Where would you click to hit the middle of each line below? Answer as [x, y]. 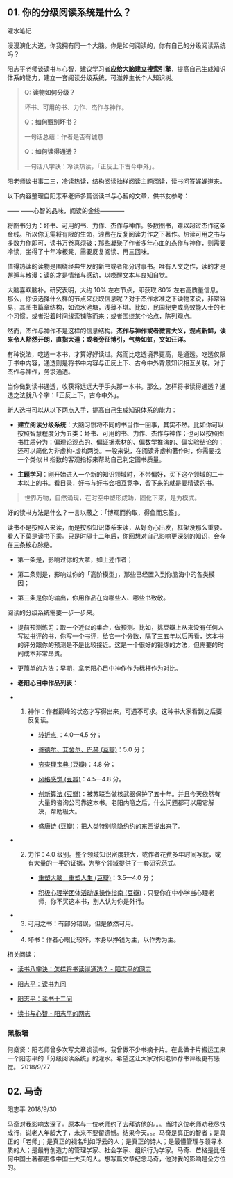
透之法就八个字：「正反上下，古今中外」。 [65, 395]
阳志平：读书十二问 [45, 998]
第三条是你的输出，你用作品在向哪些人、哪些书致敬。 [93, 598]
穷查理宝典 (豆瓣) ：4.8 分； [77, 764]
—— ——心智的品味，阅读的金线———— [66, 210]
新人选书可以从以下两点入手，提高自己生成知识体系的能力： [92, 410]
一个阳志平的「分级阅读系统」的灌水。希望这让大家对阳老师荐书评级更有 [110, 1058]
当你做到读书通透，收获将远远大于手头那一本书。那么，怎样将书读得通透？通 [116, 386]
